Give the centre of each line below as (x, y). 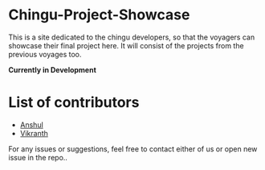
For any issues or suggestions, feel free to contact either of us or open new (133, 149)
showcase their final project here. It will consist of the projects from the (126, 45)
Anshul (32, 124)
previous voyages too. (45, 54)
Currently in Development (52, 69)
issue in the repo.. (38, 157)
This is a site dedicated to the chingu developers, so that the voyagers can (132, 37)
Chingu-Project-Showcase (99, 15)
